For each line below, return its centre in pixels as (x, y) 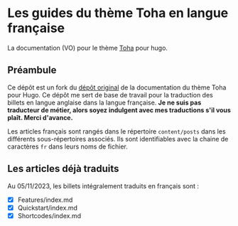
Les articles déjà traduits (63, 169)
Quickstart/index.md (48, 208)
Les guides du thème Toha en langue (118, 13)
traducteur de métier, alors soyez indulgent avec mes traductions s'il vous (119, 110)
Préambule (32, 70)
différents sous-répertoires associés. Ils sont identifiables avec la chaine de (118, 139)
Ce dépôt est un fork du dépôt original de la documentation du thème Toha (117, 87)
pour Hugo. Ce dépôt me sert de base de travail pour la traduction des (110, 95)
